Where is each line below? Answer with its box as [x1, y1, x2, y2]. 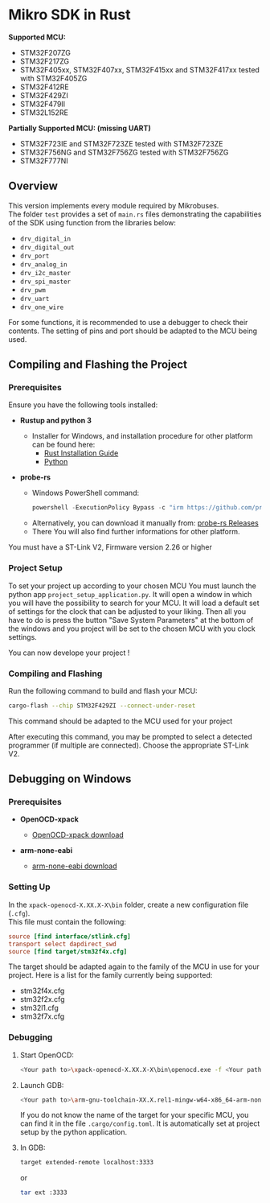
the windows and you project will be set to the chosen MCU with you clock [8, 624, 256, 633]
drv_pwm [19, 286, 46, 295]
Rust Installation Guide [43, 448, 119, 458]
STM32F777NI [19, 155, 68, 166]
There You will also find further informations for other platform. [31, 527, 240, 537]
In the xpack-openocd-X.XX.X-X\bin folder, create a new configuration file [8, 900, 249, 909]
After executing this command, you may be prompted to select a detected [8, 731, 252, 741]
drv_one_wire [19, 303, 64, 311]
